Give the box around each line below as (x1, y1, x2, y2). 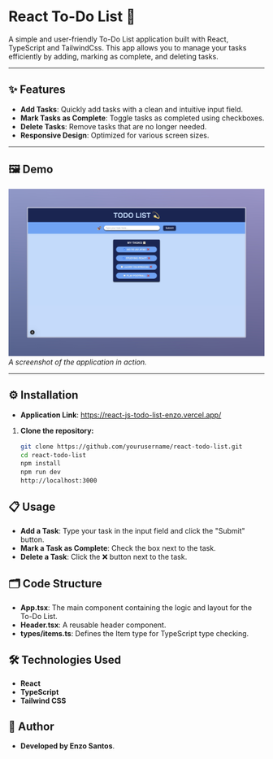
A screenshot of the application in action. (8, 357, 148, 367)
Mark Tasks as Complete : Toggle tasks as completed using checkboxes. (19, 113, 265, 123)
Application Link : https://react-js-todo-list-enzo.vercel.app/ (19, 410, 222, 420)
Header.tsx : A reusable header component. (19, 620, 167, 630)
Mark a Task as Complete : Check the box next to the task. (19, 543, 217, 552)
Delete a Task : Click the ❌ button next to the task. (19, 552, 188, 561)
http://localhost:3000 (19, 477, 97, 485)
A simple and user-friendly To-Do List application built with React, (8, 34, 229, 44)
